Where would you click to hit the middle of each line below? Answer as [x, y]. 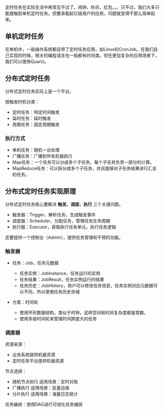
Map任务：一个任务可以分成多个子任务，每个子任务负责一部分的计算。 [83, 162]
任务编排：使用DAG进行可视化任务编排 [44, 405]
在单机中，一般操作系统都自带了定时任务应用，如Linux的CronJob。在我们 [79, 49]
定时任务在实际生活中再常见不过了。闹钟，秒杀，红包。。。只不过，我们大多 [80, 7]
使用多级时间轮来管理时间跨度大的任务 [58, 319]
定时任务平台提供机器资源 [38, 361]
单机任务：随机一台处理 [36, 150]
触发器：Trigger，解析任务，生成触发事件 [54, 215]
